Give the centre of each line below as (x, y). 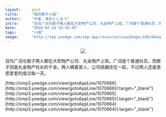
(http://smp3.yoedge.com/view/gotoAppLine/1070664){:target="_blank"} (79, 109)
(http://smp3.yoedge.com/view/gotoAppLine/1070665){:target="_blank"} (79, 98)
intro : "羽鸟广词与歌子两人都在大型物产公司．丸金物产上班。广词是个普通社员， (82, 23)
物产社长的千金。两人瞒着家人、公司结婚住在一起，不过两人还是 (91, 67)
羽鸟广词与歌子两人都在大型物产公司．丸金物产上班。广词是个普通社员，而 (81, 61)
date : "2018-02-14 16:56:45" (42, 28)
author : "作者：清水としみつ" (37, 19)
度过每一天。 (35, 73)
